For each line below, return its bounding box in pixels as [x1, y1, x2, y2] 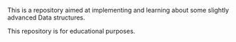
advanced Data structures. [7, 13, 85, 22]
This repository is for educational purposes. [7, 27, 136, 35]
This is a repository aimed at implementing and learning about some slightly [7, 6, 230, 14]
